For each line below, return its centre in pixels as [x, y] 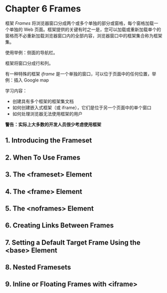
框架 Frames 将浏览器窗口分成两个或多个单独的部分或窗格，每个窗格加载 [80, 23]
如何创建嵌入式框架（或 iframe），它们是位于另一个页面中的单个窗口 [82, 107]
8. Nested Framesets [38, 267]
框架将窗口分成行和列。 [29, 63]
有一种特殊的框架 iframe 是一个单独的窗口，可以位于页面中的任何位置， [79, 73]
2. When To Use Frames [43, 157]
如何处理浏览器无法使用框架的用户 [47, 113]
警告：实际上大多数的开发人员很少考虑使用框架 [53, 124]
